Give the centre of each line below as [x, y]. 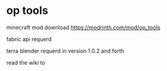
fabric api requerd [29, 39]
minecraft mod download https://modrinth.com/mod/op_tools [83, 27]
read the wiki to [26, 63]
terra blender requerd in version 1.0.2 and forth [65, 51]
